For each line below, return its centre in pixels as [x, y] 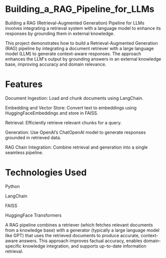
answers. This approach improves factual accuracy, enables [81, 241]
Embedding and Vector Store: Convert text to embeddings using [71, 107]
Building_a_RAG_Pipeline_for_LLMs [80, 9]
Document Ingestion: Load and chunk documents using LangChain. [74, 98]
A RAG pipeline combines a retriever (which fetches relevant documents [79, 225]
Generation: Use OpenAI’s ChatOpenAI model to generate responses [76, 132]
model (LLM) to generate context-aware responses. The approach [73, 54]
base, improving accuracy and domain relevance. [56, 64]
